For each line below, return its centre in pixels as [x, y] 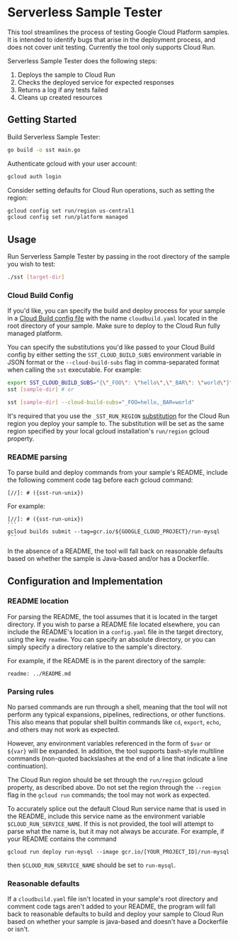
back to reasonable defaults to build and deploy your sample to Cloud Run [115, 914]
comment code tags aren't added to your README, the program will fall [112, 906]
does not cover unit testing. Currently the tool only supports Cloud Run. [112, 47]
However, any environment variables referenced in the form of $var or [109, 744]
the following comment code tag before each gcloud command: [100, 480]
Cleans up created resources [60, 97]
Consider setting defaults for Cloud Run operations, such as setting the [111, 190]
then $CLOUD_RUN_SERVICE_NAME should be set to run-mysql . [92, 865]
